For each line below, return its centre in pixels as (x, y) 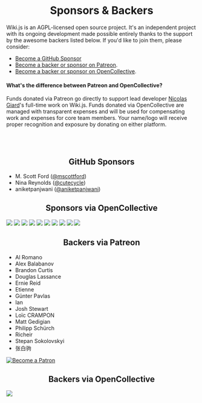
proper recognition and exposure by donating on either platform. (86, 124)
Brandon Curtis (34, 270)
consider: (18, 47)
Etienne (24, 289)
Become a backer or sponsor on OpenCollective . (76, 71)
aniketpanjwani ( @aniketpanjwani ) (58, 189)
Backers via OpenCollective (102, 379)
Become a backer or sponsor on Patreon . (66, 65)
